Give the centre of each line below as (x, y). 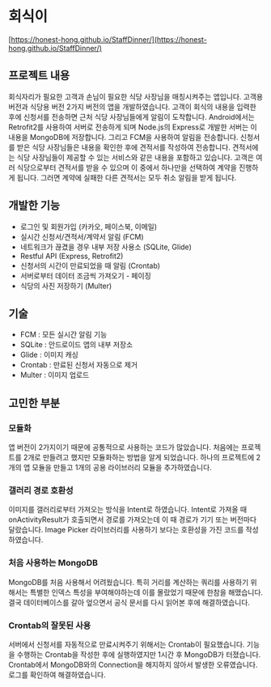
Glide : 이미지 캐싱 (49, 355)
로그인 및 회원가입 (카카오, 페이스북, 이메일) (89, 227)
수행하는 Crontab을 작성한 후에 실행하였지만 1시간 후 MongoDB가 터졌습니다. (139, 654)
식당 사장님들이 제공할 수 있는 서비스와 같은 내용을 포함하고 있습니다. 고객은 (135, 157)
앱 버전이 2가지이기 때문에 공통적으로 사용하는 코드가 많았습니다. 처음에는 (124, 447)
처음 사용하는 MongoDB (53, 563)
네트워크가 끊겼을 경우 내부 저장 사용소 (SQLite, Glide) (106, 247)
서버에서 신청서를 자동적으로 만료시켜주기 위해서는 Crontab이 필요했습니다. (127, 644)
